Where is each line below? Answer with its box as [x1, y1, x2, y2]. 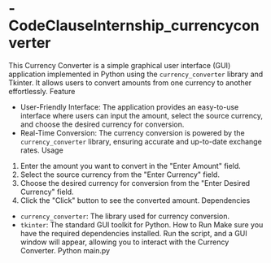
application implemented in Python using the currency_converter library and [8, 69, 264, 79]
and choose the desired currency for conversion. [20, 119, 185, 129]
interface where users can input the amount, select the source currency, [20, 110, 263, 120]
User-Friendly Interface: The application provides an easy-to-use [20, 101, 239, 112]
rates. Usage [20, 145, 63, 155]
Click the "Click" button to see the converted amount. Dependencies [20, 195, 251, 205]
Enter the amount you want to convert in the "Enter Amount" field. [20, 161, 242, 170]
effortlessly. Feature [8, 86, 76, 96]
